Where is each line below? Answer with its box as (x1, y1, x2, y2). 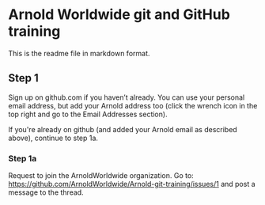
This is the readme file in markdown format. (8, 48, 150, 58)
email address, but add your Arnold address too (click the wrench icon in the (8, 101, 258, 110)
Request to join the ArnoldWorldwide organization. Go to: (8, 171, 194, 180)
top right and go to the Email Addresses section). (8, 109, 168, 119)
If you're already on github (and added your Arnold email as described (8, 124, 237, 134)
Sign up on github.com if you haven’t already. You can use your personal (8, 93, 245, 102)
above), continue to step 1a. (8, 133, 99, 142)
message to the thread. (8, 188, 85, 197)
